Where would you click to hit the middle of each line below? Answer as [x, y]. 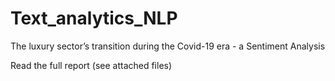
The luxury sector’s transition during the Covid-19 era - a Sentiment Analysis [168, 46]
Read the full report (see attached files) [91, 65]
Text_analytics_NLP [94, 18]
